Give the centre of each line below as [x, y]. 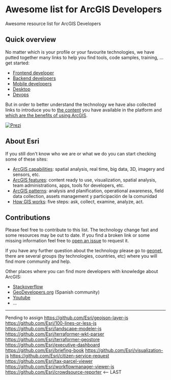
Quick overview [31, 40]
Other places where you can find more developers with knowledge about [82, 272]
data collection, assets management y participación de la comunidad [85, 196]
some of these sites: [26, 159]
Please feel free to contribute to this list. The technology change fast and [82, 230]
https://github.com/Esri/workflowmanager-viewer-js [60, 367]
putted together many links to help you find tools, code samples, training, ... [84, 57]
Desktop [21, 89]
